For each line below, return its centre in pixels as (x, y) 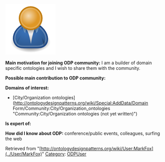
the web (14, 139)
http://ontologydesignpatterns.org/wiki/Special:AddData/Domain (81, 103)
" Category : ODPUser (64, 154)
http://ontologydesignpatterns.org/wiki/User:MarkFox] (97, 149)
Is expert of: (18, 124)
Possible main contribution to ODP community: (56, 78)
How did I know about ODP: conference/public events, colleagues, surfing (83, 133)
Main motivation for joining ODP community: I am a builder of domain (79, 63)
